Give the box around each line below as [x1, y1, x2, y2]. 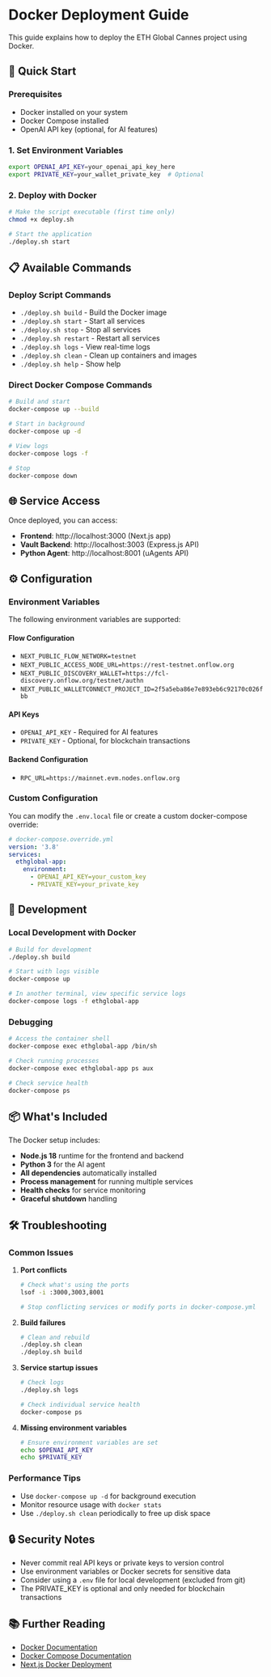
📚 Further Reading [8, 1616, 106, 1631]
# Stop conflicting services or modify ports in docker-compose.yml [19, 1302, 256, 1311]
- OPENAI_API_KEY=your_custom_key [29, 873, 147, 881]
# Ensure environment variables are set [19, 1438, 159, 1446]
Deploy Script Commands [8, 289, 112, 300]
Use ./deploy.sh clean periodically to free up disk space [19, 1508, 211, 1518]
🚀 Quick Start [8, 65, 77, 78]
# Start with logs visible [8, 968, 100, 976]
